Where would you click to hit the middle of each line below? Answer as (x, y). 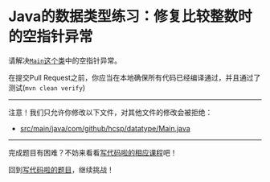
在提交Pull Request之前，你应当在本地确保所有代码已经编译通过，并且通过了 (135, 77)
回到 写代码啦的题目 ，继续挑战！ (61, 169)
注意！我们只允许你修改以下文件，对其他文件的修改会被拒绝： (110, 112)
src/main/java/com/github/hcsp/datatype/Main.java (105, 128)
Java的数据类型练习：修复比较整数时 (130, 17)
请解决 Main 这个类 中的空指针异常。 (65, 60)
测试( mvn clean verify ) (47, 87)
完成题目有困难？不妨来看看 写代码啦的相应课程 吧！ (93, 152)
